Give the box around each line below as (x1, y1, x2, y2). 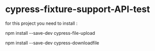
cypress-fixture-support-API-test (5, 4, 150, 15)
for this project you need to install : (5, 20, 78, 26)
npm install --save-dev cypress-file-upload (5, 30, 95, 36)
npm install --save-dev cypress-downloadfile (5, 39, 99, 46)
